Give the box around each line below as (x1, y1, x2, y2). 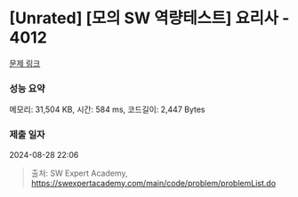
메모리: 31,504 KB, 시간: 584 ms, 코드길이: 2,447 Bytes (9, 104, 205, 115)
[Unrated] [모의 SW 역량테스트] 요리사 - (9, 8, 290, 28)
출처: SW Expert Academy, (30, 168, 128, 178)
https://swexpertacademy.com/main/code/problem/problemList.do (30, 177, 277, 188)
